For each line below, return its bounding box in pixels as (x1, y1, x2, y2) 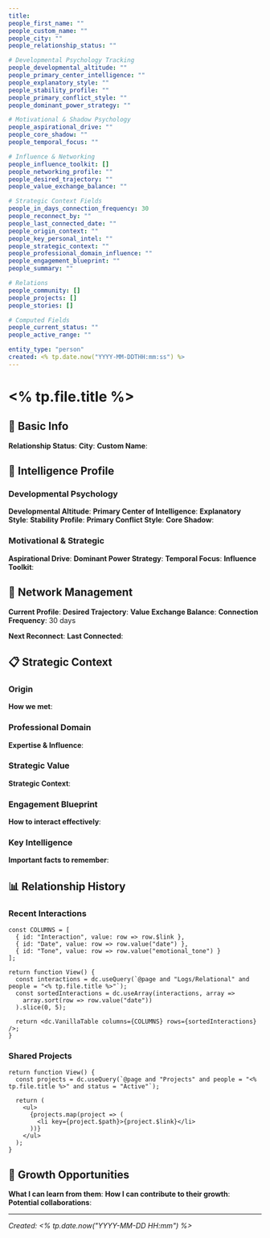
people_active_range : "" (8, 331, 92, 339)
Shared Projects (8, 1050, 72, 1062)
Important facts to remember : (8, 855, 109, 865)
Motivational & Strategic (8, 535, 104, 547)
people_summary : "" (8, 265, 74, 273)
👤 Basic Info (8, 419, 69, 433)
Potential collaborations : (8, 1198, 92, 1207)
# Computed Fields (8, 316, 70, 324)
